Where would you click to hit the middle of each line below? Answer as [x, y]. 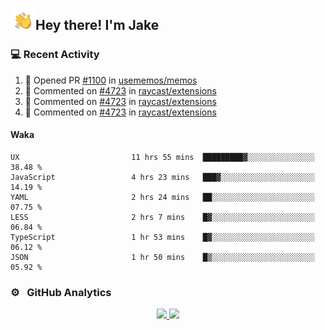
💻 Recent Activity [55, 55]
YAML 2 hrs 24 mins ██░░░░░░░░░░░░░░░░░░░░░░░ [162, 197]
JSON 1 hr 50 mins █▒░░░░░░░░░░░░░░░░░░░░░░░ [162, 257]
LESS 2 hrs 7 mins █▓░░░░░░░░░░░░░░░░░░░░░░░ [162, 217]
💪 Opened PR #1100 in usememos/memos [111, 80]
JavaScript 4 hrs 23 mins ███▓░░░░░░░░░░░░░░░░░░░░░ [162, 177]
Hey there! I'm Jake [97, 25]
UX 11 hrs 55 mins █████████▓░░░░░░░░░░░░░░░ [162, 157]
